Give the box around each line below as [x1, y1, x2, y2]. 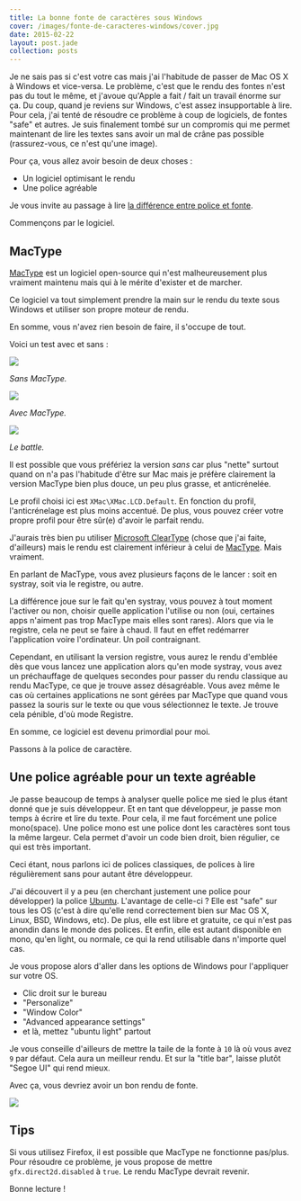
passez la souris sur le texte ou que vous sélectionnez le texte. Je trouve [9, 699, 279, 710]
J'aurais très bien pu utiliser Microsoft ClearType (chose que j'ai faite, [9, 532, 267, 542]
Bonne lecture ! [9, 1183, 66, 1194]
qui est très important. [9, 841, 92, 852]
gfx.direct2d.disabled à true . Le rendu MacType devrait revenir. [9, 1166, 250, 1177]
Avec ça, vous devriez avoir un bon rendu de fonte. [9, 1080, 199, 1090]
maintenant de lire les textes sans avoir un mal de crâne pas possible [9, 129, 265, 139]
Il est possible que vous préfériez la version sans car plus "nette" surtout [9, 459, 279, 470]
